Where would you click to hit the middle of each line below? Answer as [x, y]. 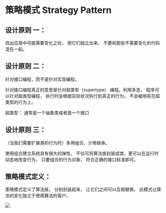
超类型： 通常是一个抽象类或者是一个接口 [47, 113]
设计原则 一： [26, 30]
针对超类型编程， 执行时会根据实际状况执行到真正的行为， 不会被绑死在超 [84, 96]
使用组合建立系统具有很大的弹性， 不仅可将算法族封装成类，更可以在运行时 [82, 153]
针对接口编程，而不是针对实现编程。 [42, 79]
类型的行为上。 [20, 102]
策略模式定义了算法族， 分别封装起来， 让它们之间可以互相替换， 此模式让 [81, 190]
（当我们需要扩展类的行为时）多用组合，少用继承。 [57, 142]
